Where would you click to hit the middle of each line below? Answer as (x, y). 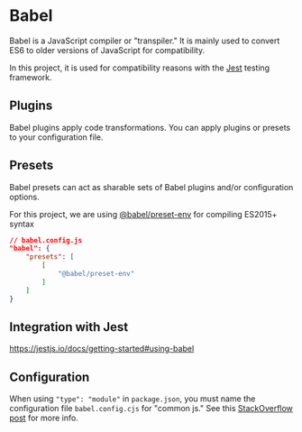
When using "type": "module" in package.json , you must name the (133, 399)
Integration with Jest (69, 327)
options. (25, 197)
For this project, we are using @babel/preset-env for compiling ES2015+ (143, 214)
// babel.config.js (46, 240)
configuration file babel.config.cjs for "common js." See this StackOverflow (151, 409)
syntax (22, 224)
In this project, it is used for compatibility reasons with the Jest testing (140, 68)
